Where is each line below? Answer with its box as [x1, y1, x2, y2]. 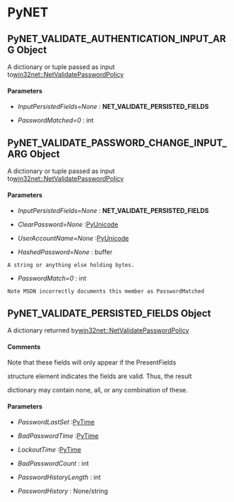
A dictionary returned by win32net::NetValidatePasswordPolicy [7, 326, 189, 335]
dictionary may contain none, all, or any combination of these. [7, 386, 188, 394]
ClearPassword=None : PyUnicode [17, 220, 118, 229]
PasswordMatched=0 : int [17, 116, 94, 125]
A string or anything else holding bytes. [7, 261, 135, 269]
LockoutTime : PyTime [17, 446, 82, 454]
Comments [7, 342, 41, 351]
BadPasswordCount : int [17, 459, 89, 468]
